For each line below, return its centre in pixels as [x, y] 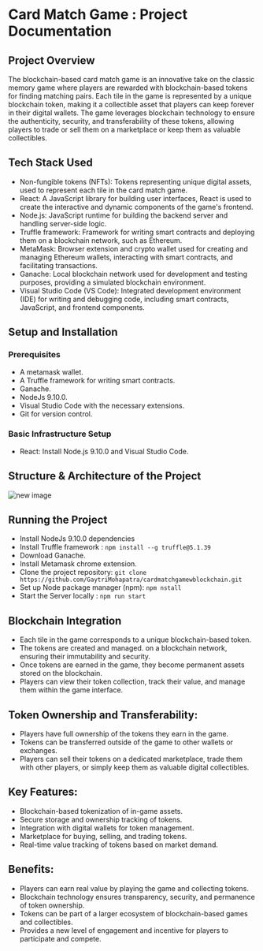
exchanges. [38, 751]
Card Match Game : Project [98, 15]
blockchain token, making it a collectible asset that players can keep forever [131, 104]
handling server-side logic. [63, 223]
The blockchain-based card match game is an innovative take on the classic [131, 79]
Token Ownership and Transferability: [103, 715]
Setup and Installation [63, 332]
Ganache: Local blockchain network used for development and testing [133, 274]
